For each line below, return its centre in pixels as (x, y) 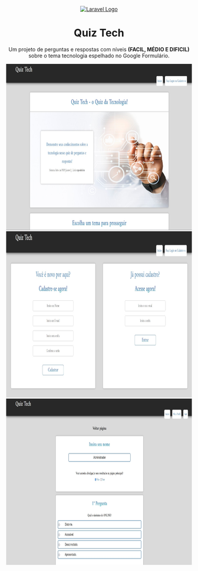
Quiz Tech (99, 33)
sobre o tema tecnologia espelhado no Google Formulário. (99, 56)
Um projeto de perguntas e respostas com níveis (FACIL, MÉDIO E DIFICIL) (99, 49)
